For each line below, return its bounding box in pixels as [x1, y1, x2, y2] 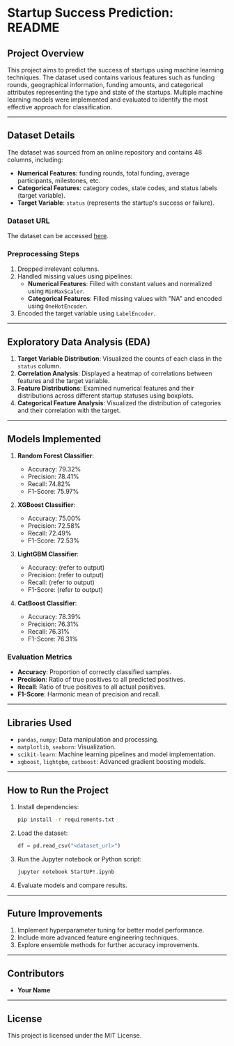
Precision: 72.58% [27, 522, 81, 530]
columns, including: [7, 155, 64, 164]
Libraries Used [7, 717, 72, 728]
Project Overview [7, 47, 84, 59]
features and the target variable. [17, 377, 110, 385]
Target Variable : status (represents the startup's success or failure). [17, 198, 214, 207]
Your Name [17, 986, 51, 994]
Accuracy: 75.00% [27, 514, 81, 523]
